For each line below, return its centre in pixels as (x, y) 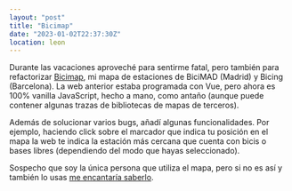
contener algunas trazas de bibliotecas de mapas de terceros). (124, 105)
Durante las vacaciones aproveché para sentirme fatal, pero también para (144, 68)
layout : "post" (37, 17)
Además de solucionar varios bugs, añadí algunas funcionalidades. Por (139, 123)
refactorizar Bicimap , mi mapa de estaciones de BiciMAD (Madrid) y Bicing (146, 77)
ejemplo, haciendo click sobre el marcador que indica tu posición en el (139, 132)
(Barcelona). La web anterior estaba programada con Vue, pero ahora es (142, 86)
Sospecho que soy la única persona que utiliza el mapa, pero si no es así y (146, 168)
